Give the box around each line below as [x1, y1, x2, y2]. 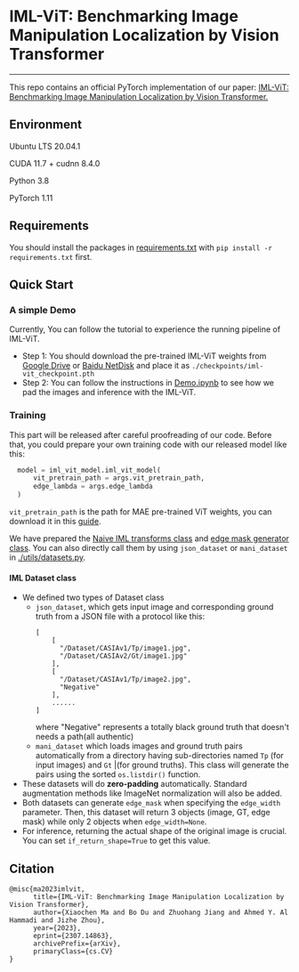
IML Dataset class [9, 572, 77, 583]
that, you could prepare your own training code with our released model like [9, 439, 287, 450]
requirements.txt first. [9, 251, 93, 262]
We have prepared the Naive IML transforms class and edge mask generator [9, 533, 289, 544]
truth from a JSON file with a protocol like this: [35, 612, 206, 622]
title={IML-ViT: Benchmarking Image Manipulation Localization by [32, 893, 285, 902]
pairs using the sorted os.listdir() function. [35, 769, 201, 780]
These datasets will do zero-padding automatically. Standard [21, 779, 247, 790]
